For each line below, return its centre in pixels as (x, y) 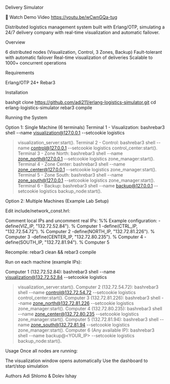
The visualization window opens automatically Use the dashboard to (77, 361)
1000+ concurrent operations (36, 63)
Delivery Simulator (25, 7)
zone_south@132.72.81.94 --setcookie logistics (80, 325)
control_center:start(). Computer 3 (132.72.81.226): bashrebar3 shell (89, 298)
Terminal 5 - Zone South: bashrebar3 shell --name (70, 175)
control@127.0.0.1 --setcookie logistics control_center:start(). (94, 148)
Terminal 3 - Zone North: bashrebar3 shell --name (70, 153)
